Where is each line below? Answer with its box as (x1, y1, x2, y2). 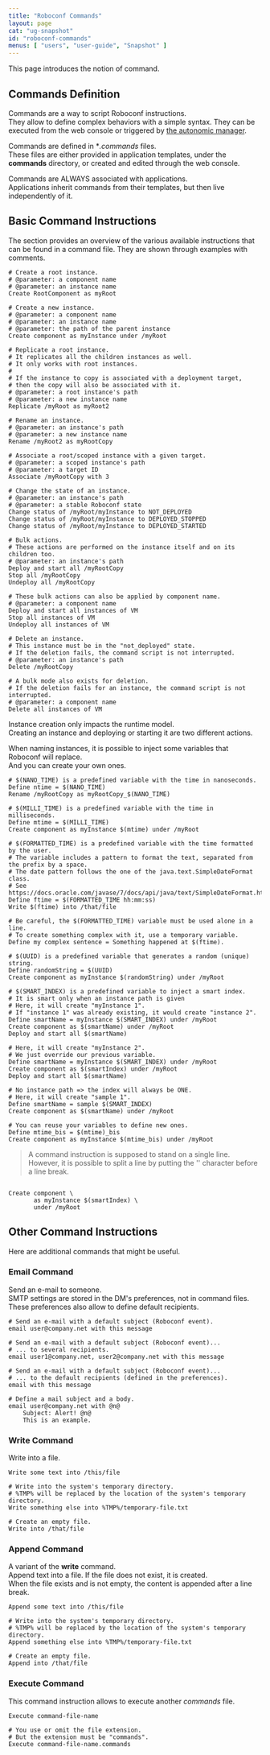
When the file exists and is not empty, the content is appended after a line (8, 1579, 252, 1588)
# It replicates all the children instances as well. (8, 353, 193, 361)
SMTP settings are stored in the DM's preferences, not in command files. (8, 1293, 250, 1303)
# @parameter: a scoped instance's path (8, 458, 146, 467)
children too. (8, 550, 56, 558)
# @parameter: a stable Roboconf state (8, 501, 142, 509)
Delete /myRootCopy (8, 663, 74, 671)
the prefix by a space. (8, 861, 88, 869)
